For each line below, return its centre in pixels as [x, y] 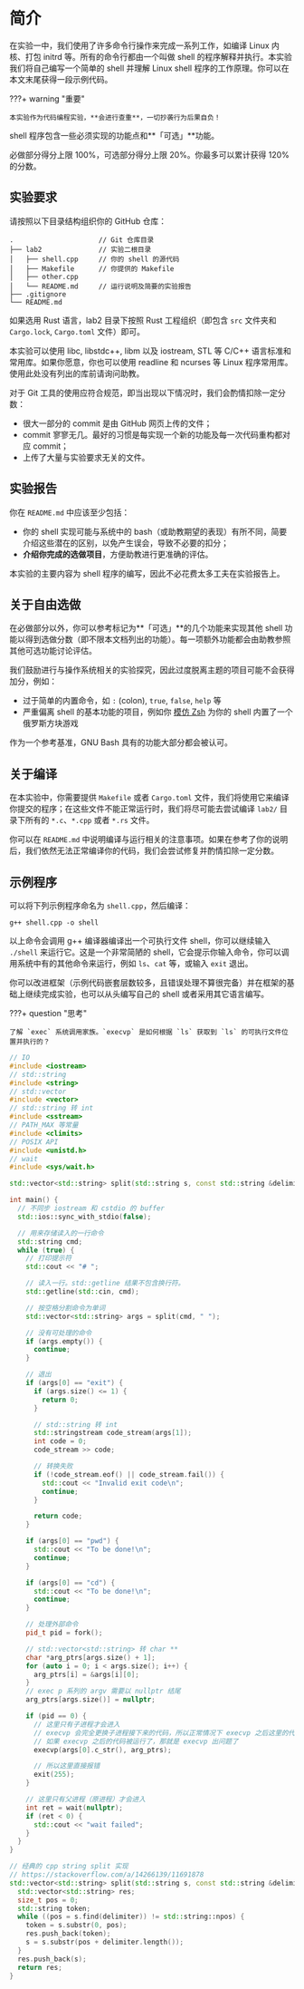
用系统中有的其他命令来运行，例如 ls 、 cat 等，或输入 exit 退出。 [131, 963]
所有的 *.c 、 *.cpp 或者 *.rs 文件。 [90, 820]
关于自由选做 [45, 604]
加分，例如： [33, 682]
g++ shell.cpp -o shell [54, 923]
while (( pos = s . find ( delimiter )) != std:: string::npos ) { [131, 1917]
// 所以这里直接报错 [66, 1766]
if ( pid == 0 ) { [57, 1716]
